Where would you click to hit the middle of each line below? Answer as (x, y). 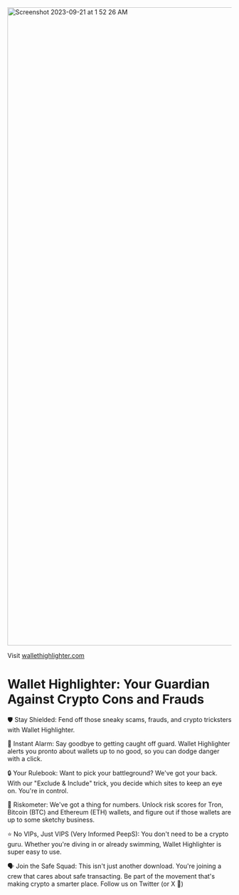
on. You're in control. (38, 790)
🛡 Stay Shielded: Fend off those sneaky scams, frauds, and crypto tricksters (120, 719)
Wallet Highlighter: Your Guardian (108, 685)
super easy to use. (34, 852)
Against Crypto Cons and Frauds (106, 700)
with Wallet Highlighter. (41, 730)
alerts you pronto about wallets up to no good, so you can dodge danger (113, 751)
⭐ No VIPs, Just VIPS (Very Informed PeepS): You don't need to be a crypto (118, 834)
